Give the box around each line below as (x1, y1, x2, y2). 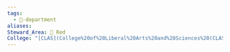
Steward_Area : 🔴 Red (7, 28, 66, 36)
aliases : (7, 22, 32, 29)
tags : (7, 9, 23, 17)
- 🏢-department (13, 16, 57, 23)
